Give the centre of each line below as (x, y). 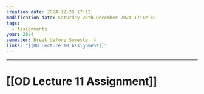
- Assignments (29, 29)
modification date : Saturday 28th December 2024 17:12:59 (81, 18)
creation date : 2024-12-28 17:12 (49, 12)
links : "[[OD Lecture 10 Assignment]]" (57, 46)
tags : (13, 23)
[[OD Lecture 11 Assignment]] (82, 82)
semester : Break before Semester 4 (51, 40)
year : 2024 (20, 35)
